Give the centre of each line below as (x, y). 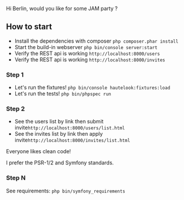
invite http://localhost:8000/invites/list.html (72, 140)
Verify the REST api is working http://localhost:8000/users (87, 53)
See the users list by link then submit (59, 122)
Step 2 (16, 109)
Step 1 (15, 74)
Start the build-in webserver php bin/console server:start (86, 47)
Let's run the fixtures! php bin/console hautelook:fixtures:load (92, 88)
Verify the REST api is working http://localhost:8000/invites (90, 59)
